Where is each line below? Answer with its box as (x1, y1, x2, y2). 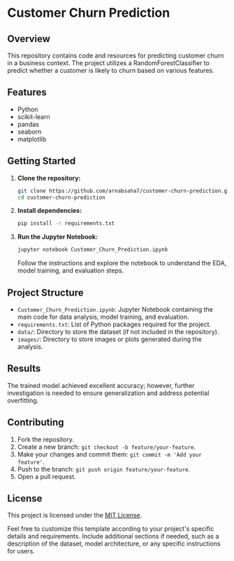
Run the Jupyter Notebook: (17, 233, 98, 241)
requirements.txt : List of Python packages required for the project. (17, 320, 212, 328)
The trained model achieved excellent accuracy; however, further (7, 381, 195, 389)
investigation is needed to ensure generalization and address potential (7, 389, 210, 397)
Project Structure (7, 286, 84, 298)
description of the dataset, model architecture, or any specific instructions (7, 539, 221, 548)
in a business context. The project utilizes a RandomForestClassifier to (7, 59, 210, 67)
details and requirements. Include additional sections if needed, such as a (7, 532, 219, 541)
